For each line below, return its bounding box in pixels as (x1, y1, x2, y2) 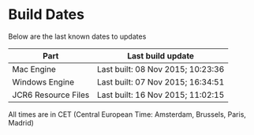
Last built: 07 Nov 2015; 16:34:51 (97, 77, 225, 88)
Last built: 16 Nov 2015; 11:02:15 (97, 89, 225, 100)
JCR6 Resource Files (12, 89, 90, 100)
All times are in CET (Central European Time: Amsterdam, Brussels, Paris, (8, 109, 247, 119)
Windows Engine (12, 77, 75, 88)
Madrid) (8, 118, 34, 127)
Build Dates (8, 6, 85, 24)
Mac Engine (12, 63, 57, 74)
